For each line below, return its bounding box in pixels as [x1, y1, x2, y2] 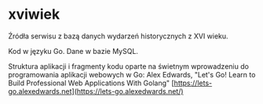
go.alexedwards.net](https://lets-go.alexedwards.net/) [8, 86, 184, 95]
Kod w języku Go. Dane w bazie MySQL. [8, 46, 139, 56]
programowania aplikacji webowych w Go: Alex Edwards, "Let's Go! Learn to [8, 70, 256, 79]
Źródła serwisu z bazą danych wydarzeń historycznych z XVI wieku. [8, 31, 229, 41]
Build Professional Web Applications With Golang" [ [8, 78, 174, 88]
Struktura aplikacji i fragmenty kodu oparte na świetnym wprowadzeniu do [8, 61, 250, 71]
